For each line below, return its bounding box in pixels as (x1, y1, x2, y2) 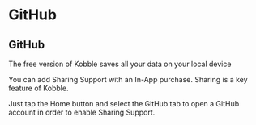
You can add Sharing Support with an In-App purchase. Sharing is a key (8, 75, 249, 84)
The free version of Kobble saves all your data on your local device (8, 59, 232, 69)
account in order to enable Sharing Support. (8, 107, 156, 117)
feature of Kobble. (8, 83, 69, 93)
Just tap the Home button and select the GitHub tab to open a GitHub (8, 99, 240, 108)
